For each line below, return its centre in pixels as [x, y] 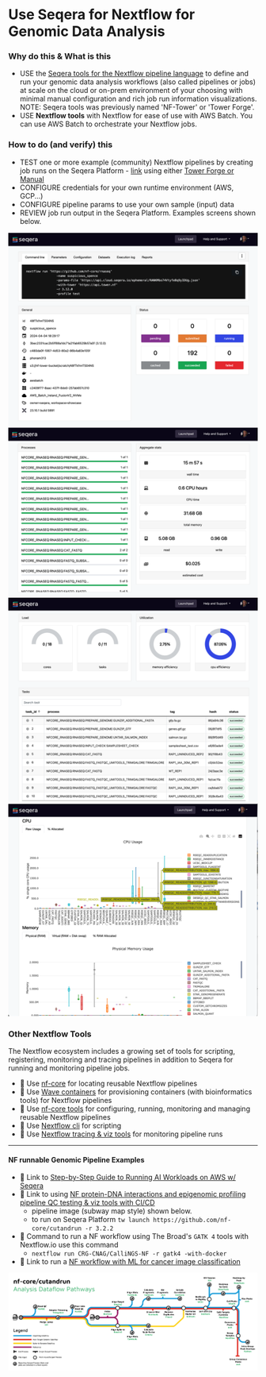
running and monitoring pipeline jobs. [69, 1068]
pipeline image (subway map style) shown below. [112, 1211]
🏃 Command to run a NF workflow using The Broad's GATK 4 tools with [134, 1236]
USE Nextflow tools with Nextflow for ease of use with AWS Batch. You [136, 116]
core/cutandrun [56, 1228]
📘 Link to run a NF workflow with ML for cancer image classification [130, 1262]
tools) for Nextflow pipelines [66, 1101]
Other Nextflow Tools [50, 1034]
